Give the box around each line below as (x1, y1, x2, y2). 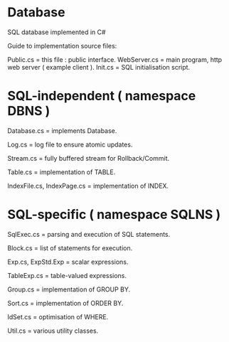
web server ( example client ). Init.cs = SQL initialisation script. (7, 63, 191, 71)
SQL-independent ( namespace (7, 88, 196, 104)
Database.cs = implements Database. (7, 126, 117, 135)
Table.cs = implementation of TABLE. (7, 168, 116, 176)
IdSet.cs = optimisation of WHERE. (7, 312, 109, 321)
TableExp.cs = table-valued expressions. (7, 271, 127, 279)
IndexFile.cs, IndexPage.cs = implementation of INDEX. (7, 181, 169, 190)
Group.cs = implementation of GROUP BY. (7, 285, 131, 294)
